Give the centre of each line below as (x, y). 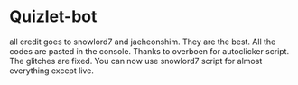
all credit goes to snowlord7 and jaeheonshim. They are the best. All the (143, 42)
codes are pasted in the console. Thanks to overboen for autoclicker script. (149, 51)
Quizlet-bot (53, 17)
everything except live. (52, 71)
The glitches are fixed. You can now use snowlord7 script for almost (136, 61)
